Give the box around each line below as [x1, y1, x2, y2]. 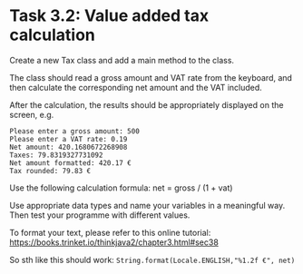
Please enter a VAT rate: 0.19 [9, 134, 128, 143]
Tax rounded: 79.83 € [9, 166, 92, 175]
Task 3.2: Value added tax [9, 5, 210, 26]
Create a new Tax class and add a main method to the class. [9, 54, 234, 65]
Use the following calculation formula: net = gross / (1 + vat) [9, 182, 233, 193]
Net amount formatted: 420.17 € [9, 158, 132, 168]
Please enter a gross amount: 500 [9, 126, 141, 136]
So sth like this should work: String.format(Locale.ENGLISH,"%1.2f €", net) [9, 254, 296, 265]
